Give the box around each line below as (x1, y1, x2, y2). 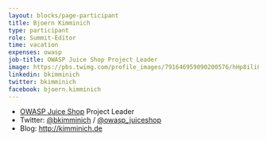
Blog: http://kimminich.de (19, 124, 103, 133)
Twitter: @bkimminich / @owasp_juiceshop (19, 116, 161, 125)
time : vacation (8, 41, 59, 49)
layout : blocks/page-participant (8, 11, 119, 20)
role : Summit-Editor (8, 33, 77, 42)
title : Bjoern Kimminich (8, 19, 91, 27)
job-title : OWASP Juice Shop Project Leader (8, 56, 158, 64)
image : (8, 63, 30, 71)
